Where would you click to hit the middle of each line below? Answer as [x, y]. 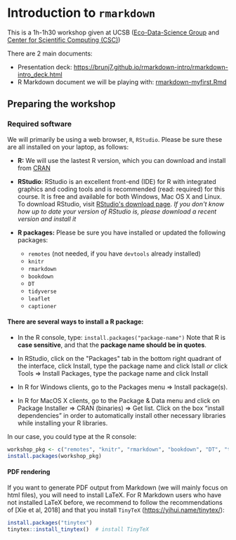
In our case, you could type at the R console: [72, 436]
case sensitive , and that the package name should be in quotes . [112, 345]
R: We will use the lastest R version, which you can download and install [122, 160]
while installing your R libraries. [63, 423]
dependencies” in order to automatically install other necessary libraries [122, 415]
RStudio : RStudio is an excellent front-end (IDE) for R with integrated [117, 181]
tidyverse [42, 291]
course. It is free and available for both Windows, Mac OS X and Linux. [120, 196]
